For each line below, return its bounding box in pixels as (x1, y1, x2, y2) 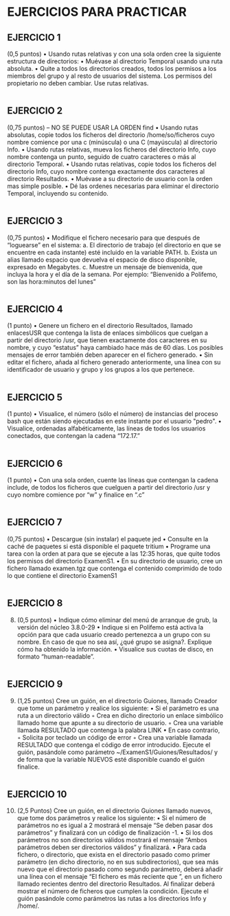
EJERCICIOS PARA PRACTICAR (7, 4, 187, 20)
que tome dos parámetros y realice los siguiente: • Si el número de (16, 814, 207, 822)
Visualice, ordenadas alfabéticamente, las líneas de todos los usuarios (7, 424, 206, 433)
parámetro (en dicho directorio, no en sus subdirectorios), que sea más (16, 858, 219, 866)
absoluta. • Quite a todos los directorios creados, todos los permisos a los (7, 65, 217, 72)
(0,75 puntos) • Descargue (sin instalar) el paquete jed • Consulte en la (7, 534, 209, 543)
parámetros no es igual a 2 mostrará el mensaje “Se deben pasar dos (16, 821, 214, 830)
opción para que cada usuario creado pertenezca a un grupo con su (16, 630, 211, 638)
